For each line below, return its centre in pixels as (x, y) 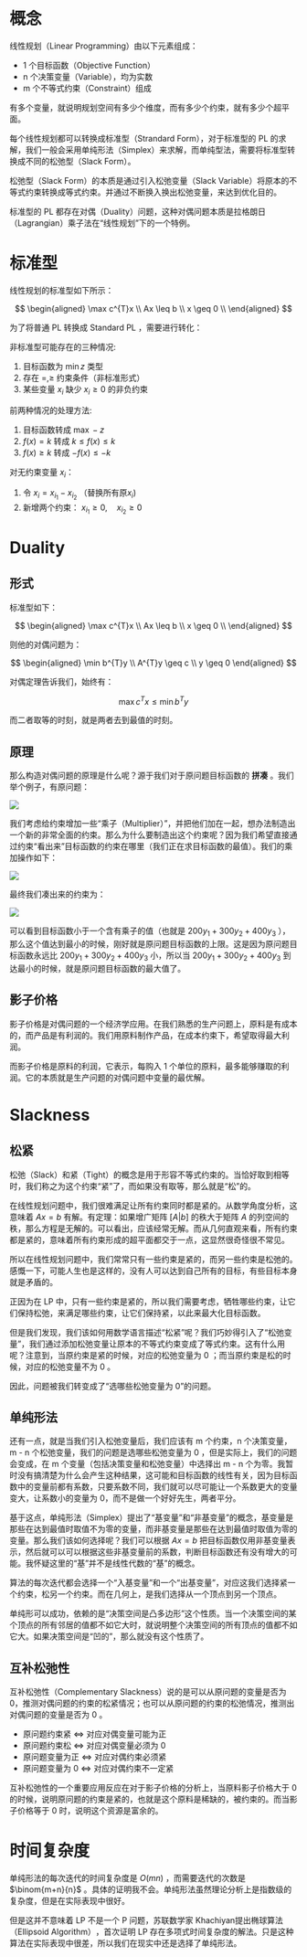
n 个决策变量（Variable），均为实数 (88, 76)
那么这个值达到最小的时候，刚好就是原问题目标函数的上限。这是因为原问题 (149, 943)
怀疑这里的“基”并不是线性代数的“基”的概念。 (116, 1563)
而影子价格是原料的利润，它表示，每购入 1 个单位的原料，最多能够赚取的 (145, 1066)
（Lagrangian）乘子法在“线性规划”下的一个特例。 (102, 223)
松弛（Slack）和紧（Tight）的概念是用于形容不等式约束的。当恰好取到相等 (149, 1175)
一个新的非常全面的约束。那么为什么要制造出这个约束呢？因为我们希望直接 (149, 835)
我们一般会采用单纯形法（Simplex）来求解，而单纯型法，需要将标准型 (156, 149)
